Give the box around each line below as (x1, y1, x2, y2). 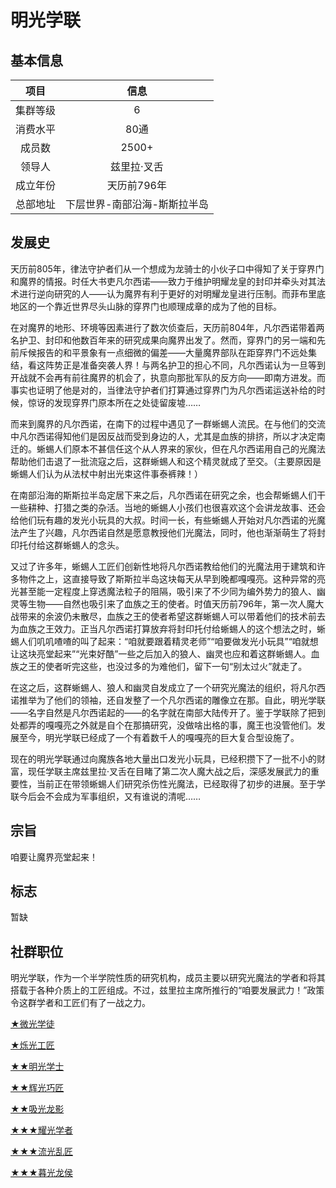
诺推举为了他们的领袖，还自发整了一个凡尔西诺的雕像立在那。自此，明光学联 (10, 694, 326, 706)
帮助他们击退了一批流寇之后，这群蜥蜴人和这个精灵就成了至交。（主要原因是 (10, 455, 322, 467)
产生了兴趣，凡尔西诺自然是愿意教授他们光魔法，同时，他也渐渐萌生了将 (18, 526, 317, 538)
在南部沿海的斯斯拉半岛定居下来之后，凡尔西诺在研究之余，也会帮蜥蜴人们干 (10, 489, 326, 501)
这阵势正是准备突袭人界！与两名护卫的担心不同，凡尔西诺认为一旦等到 (36, 359, 326, 371)
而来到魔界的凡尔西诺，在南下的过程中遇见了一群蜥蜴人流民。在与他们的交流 (10, 417, 326, 430)
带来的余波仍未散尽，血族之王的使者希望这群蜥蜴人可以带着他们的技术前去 (18, 610, 326, 622)
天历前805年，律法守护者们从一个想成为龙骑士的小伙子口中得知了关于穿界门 (10, 262, 325, 275)
